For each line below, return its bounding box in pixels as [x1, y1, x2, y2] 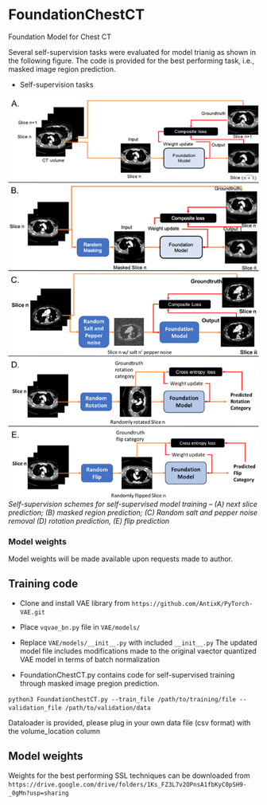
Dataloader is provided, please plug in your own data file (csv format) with [8, 717, 251, 727]
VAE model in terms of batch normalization [19, 654, 161, 664]
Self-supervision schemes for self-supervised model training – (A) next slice [8, 499, 258, 509]
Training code [8, 577, 79, 591]
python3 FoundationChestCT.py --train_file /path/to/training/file [8, 695, 237, 703]
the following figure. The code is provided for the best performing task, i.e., [8, 56, 255, 65]
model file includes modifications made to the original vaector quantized [19, 646, 257, 655]
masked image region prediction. [8, 64, 116, 73]
